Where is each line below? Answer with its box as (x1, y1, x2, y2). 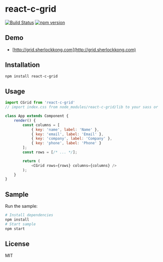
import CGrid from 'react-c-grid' (5, 100, 76, 105)
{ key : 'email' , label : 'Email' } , (31, 132, 104, 137)
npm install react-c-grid (5, 74, 58, 79)
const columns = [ (22, 122, 60, 127)
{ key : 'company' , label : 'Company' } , (31, 136, 112, 141)
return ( (22, 159, 41, 163)
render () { (14, 118, 36, 123)
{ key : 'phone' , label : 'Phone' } (31, 141, 102, 146)
